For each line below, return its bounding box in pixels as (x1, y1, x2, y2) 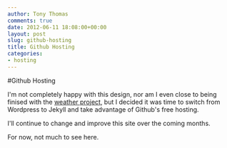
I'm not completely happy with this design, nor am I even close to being (7, 90, 217, 98)
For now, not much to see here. (7, 132, 99, 141)
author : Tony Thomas (7, 10, 69, 18)
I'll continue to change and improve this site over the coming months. (7, 119, 211, 127)
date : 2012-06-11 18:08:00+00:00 (7, 23, 107, 31)
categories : (7, 51, 43, 58)
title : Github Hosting (7, 43, 75, 51)
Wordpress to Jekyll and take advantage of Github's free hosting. (7, 105, 199, 114)
